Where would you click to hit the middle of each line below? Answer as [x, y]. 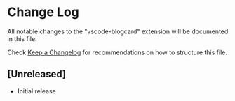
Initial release [36, 91]
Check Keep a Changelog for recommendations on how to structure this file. [117, 52]
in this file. [22, 38]
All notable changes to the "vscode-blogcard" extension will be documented [118, 31]
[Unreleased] [37, 74]
